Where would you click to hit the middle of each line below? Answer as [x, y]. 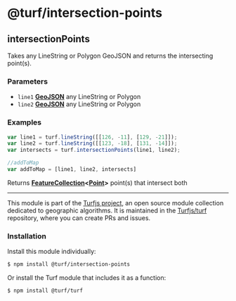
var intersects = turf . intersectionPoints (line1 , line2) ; [94, 150]
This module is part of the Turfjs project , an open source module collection [116, 203]
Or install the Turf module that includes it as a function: [87, 278]
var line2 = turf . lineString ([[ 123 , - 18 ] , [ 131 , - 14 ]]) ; [92, 143]
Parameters [27, 81]
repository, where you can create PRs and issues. [79, 218]
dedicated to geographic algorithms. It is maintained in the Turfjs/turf [107, 210]
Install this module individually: [52, 252]
